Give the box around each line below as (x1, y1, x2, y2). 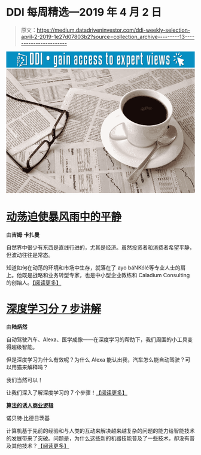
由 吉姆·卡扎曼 (6, 231, 40, 238)
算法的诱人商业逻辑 (6, 402, 54, 409)
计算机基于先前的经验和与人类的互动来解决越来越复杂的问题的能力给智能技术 (6, 427, 195, 435)
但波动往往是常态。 (6, 251, 54, 259)
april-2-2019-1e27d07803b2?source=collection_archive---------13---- (20, 33, 195, 40)
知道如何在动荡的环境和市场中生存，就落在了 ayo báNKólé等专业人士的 (6, 264, 181, 271)
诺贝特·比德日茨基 (6, 414, 50, 422)
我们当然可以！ (6, 377, 43, 384)
